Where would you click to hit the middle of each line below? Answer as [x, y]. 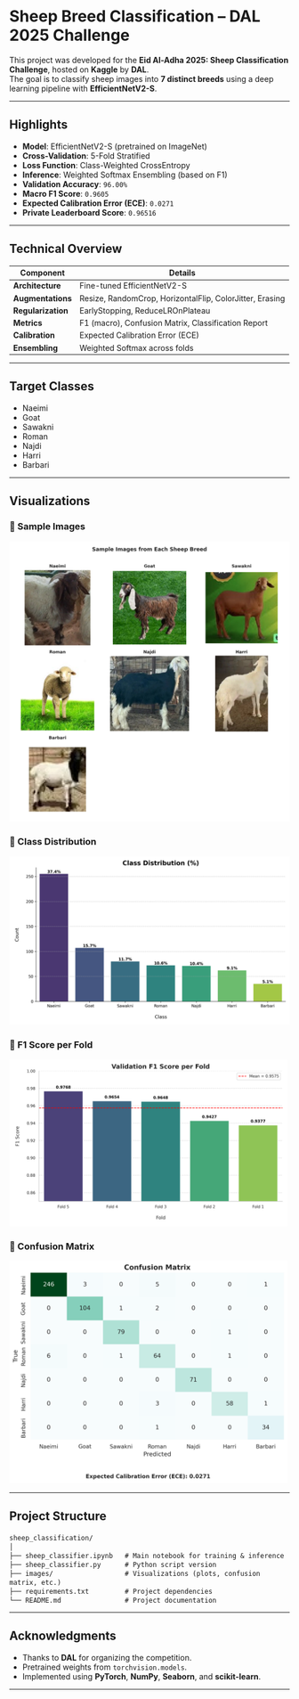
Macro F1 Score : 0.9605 [65, 193]
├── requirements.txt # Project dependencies [111, 1591]
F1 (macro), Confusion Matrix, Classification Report [174, 323]
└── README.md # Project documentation [113, 1600]
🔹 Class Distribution [53, 842]
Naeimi [35, 408]
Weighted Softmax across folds [137, 347]
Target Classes [52, 386]
